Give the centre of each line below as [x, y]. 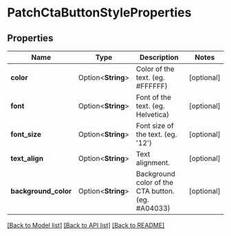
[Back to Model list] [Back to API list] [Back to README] [86, 225]
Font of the [154, 97]
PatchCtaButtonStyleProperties [99, 13]
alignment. [153, 163]
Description [159, 57]
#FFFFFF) [152, 86]
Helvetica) [153, 115]
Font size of [155, 126]
